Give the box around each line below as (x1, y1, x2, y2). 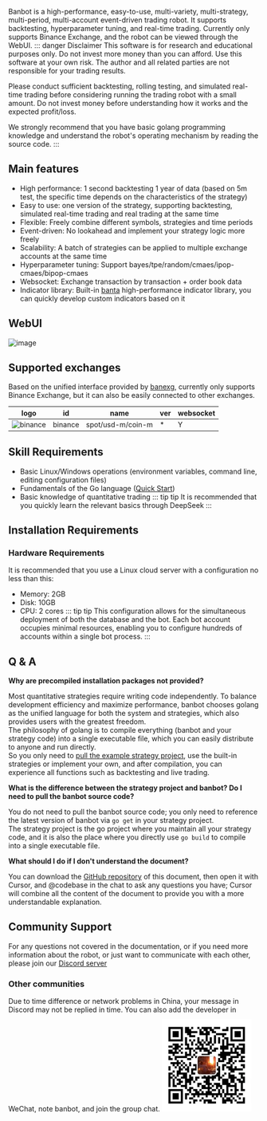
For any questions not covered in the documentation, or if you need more (8, 941, 249, 951)
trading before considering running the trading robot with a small (24, 90, 237, 99)
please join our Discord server (8, 958, 108, 968)
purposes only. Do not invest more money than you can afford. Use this (8, 49, 242, 58)
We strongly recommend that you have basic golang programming (8, 123, 226, 132)
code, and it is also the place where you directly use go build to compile (8, 832, 246, 842)
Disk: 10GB (19, 598, 56, 608)
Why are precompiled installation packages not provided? (8, 676, 205, 685)
